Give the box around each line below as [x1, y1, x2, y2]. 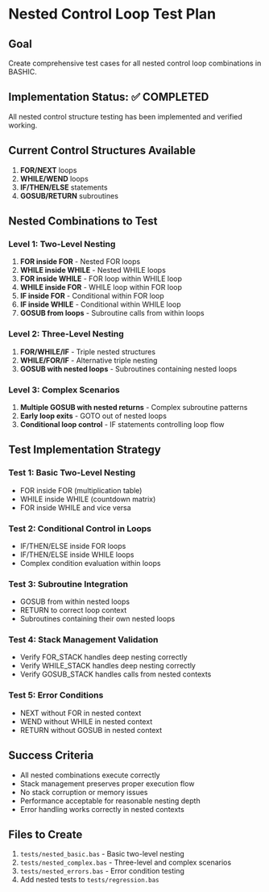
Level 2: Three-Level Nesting [8, 329, 125, 340]
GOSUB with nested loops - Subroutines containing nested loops [19, 364, 238, 374]
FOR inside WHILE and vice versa [19, 502, 131, 513]
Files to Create [8, 827, 83, 841]
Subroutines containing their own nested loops [19, 614, 176, 624]
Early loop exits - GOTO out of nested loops [19, 411, 168, 421]
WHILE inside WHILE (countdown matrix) [19, 494, 156, 504]
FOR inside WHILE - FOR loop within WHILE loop [19, 274, 183, 283]
